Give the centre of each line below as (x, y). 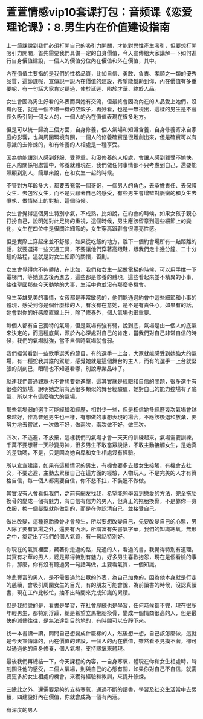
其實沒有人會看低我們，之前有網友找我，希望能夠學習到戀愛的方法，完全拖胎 (101, 493)
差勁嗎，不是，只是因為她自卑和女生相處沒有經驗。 (75, 452)
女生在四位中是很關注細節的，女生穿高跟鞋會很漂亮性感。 (88, 228)
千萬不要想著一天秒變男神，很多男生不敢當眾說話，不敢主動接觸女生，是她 (99, 445)
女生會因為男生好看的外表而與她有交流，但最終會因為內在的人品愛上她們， (99, 101)
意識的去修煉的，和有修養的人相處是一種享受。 (64, 144)
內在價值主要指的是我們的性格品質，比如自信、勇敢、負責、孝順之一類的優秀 (101, 73)
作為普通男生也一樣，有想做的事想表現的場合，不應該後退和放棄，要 (112, 417)
